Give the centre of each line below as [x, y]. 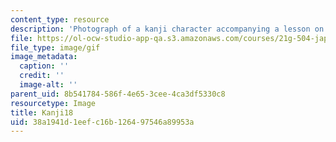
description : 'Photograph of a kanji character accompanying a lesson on [167, 29]
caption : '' [44, 66]
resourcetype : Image [53, 103]
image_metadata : [44, 57]
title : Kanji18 [42, 112]
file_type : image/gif [55, 47]
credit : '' [42, 76]
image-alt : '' [48, 85]
